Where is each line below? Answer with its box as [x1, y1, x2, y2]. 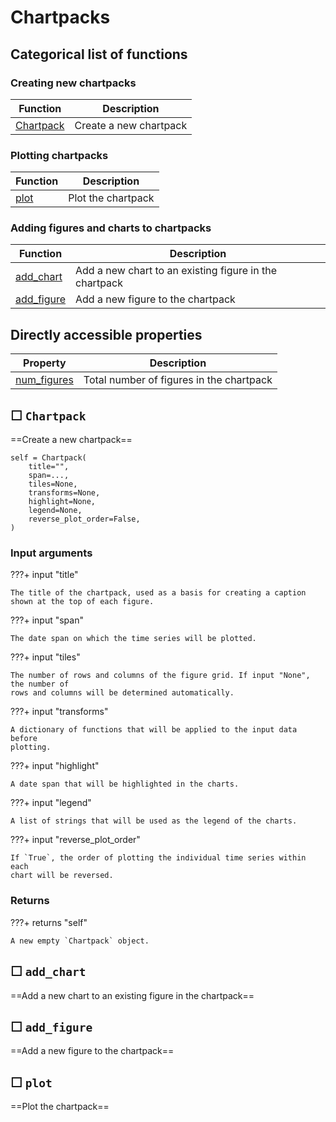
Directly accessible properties [10, 326, 203, 343]
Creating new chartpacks [10, 76, 137, 90]
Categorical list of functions [10, 46, 188, 63]
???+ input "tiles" [10, 651, 81, 663]
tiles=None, [28, 479, 78, 490]
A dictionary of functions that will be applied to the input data [10, 725, 298, 735]
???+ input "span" [10, 614, 84, 626]
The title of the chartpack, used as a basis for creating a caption [10, 588, 307, 598]
